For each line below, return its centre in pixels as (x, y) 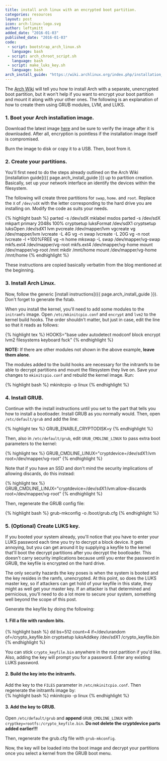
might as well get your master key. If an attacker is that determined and (78, 589)
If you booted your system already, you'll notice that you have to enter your (82, 537)
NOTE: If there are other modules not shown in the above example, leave (80, 349)
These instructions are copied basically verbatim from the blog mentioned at (83, 265)
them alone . (18, 355)
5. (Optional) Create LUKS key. (43, 526)
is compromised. (22, 139)
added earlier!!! (22, 729)
